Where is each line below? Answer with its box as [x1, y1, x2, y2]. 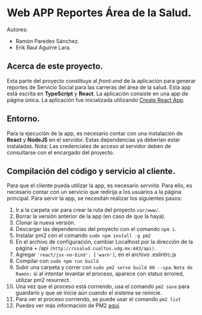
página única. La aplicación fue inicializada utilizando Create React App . [7, 96, 185, 103]
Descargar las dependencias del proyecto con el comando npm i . [15, 226, 176, 233]
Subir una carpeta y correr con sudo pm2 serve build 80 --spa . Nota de [15, 264, 193, 271]
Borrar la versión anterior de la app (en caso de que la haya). [15, 213, 166, 220]
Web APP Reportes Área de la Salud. [7, 6, 192, 20]
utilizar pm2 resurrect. [15, 277, 71, 284]
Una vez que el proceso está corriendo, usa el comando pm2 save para [15, 283, 190, 290]
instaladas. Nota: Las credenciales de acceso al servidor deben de [7, 142, 171, 149]
